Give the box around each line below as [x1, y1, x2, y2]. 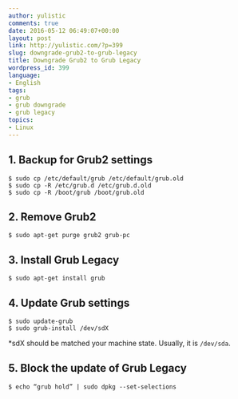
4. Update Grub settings [8, 296, 130, 309]
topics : [8, 116, 34, 124]
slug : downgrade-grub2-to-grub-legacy [8, 49, 137, 57]
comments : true [8, 19, 59, 27]
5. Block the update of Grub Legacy [8, 361, 188, 375]
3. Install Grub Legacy [8, 253, 120, 267]
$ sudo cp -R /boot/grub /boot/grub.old [8, 188, 145, 196]
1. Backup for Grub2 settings [8, 153, 153, 167]
